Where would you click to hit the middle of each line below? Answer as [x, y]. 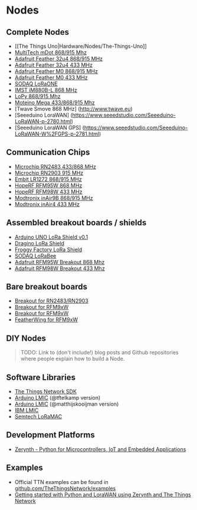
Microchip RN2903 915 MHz [49, 173]
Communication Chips [48, 152]
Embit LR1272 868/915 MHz [48, 179]
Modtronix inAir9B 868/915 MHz [54, 198]
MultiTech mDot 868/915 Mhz [51, 52]
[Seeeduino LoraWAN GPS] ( [49, 128]
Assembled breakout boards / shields [76, 223]
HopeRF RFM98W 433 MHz [48, 192]
